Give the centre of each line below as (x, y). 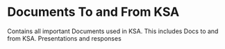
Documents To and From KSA (93, 12)
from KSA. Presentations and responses (64, 38)
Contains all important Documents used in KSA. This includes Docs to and (113, 31)
